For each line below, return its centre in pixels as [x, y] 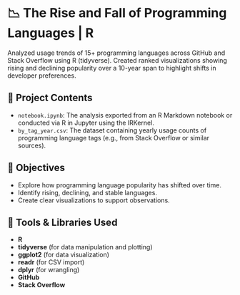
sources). [32, 145]
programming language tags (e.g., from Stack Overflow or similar [113, 138]
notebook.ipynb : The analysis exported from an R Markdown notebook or [125, 115]
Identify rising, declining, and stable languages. [87, 192]
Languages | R [51, 33]
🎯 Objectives [36, 168]
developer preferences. [42, 76]
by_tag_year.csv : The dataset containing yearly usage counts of [112, 130]
